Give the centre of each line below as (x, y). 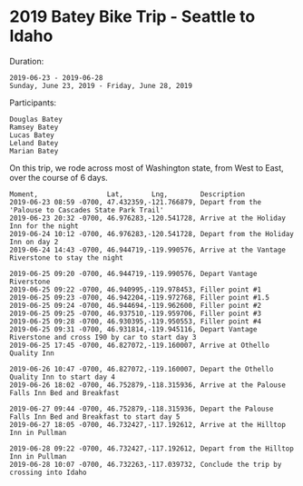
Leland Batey (34, 143)
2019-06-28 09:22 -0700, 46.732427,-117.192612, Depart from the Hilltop (152, 448)
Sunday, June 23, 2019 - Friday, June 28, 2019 (101, 85)
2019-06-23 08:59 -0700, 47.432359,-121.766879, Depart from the (135, 202)
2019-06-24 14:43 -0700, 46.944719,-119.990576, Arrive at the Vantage (147, 250)
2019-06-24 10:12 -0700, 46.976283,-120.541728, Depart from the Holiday (152, 233)
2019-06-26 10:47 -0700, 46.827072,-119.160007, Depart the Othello (142, 369)
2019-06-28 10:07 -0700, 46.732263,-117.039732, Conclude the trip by (146, 464)
